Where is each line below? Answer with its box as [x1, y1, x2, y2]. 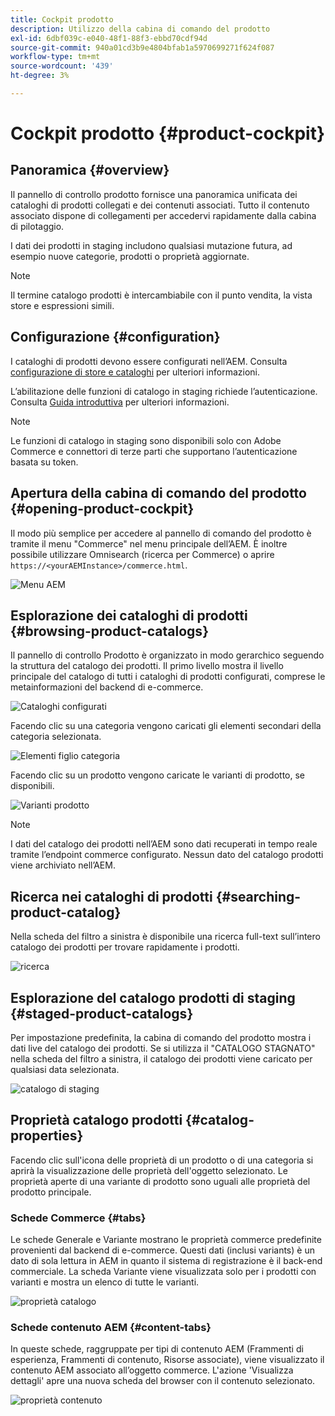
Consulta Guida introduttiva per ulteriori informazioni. [10, 396, 230, 408]
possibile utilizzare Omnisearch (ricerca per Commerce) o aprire [10, 548, 275, 560]
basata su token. [10, 456, 79, 468]
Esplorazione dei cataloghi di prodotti [10, 607, 248, 624]
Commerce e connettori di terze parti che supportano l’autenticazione [10, 445, 298, 457]
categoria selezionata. [10, 731, 102, 743]
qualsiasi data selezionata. [10, 1063, 120, 1075]
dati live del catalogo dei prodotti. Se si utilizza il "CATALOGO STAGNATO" [10, 1042, 316, 1054]
